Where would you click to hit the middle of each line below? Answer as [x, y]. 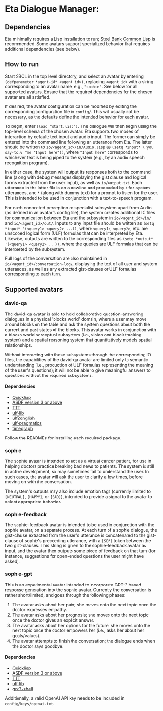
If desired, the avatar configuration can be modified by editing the [71, 106]
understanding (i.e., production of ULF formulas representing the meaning [79, 365]
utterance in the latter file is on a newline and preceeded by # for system [78, 188]
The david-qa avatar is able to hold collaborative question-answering [74, 314]
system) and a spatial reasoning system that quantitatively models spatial [79, 340]
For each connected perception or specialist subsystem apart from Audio [78, 207]
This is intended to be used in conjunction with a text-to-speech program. [79, 198]
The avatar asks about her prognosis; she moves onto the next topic [81, 615]
